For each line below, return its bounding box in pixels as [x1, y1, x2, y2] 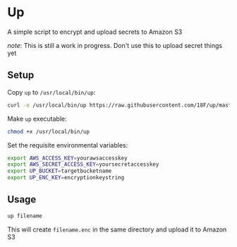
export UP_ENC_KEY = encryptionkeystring [7, 174, 125, 181]
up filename [7, 212, 42, 219]
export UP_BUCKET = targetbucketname [7, 167, 112, 175]
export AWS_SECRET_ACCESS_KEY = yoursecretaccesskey [7, 161, 159, 168]
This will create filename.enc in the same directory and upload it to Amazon [7, 225, 227, 234]
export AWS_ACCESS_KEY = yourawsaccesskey [7, 155, 128, 162]
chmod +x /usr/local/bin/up [7, 128, 90, 135]
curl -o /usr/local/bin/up [7, 102, 87, 109]
